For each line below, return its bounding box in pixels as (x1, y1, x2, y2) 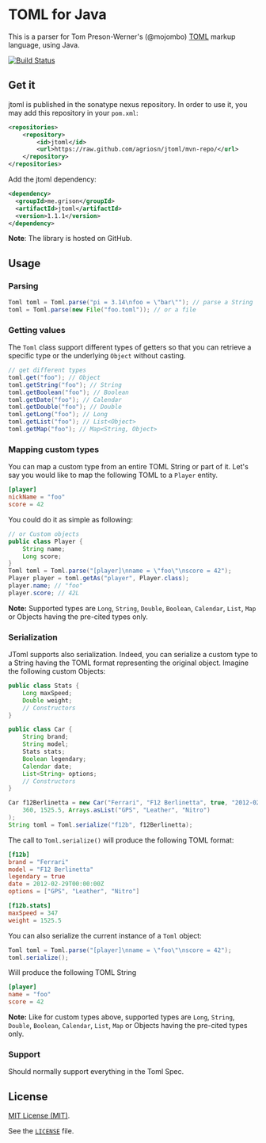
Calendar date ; (22, 763, 73, 770)
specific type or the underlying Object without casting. (8, 351, 186, 361)
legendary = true (8, 873, 66, 881)
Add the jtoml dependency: (8, 174, 97, 184)
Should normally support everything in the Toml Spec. (8, 1067, 184, 1076)
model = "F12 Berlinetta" (8, 866, 93, 873)
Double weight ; (22, 696, 73, 705)
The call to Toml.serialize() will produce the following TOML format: (8, 835, 234, 845)
